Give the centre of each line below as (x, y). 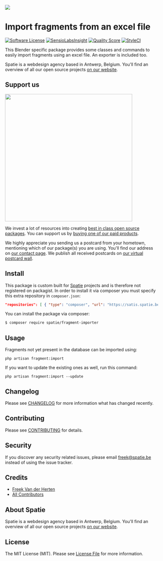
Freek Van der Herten (33, 489)
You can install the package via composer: (47, 314)
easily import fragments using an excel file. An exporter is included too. (76, 55)
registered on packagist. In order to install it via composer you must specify (81, 290)
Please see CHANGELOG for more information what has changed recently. (79, 403)
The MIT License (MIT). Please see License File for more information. (74, 554)
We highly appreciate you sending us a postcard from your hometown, (75, 243)
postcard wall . (19, 258)
